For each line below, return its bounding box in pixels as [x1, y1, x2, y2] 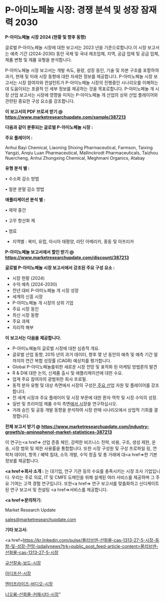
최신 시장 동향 [12, 312, 39, 318]
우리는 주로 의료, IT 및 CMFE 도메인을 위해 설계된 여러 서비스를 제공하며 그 [11, 474, 155, 480]
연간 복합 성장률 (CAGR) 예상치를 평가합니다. [25, 358, 112, 364]
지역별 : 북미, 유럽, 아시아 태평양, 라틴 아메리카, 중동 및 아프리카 [12, 238, 134, 244]
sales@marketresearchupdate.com [5, 516, 76, 522]
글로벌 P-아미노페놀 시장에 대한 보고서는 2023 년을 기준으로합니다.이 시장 [5, 44, 147, 50]
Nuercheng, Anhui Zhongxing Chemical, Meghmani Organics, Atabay [5, 155, 145, 161]
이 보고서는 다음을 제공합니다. [5, 334, 62, 340]
